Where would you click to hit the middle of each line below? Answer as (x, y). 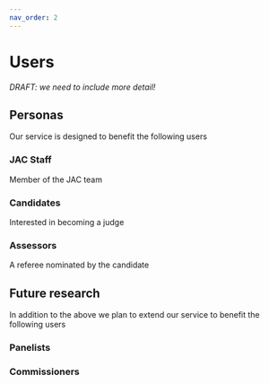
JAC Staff (30, 160)
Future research (55, 293)
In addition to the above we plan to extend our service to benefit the (134, 315)
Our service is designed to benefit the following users (108, 136)
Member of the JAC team (56, 179)
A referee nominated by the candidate (79, 265)
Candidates (35, 203)
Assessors (33, 245)
